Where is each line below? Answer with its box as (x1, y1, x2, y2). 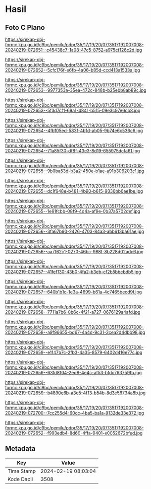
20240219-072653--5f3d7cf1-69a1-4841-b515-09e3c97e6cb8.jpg (5, 108, 141, 113)
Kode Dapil (7, 476, 33, 483)
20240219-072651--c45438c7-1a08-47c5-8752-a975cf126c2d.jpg (5, 47, 142, 53)
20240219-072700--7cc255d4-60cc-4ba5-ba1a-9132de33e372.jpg (5, 410, 145, 416)
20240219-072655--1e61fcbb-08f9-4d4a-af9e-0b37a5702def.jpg (5, 209, 141, 214)
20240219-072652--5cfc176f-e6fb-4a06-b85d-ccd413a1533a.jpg (5, 67, 140, 73)
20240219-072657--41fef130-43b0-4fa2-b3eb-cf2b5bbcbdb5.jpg (5, 269, 141, 275)
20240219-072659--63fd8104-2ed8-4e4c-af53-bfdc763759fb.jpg (5, 370, 142, 375)
